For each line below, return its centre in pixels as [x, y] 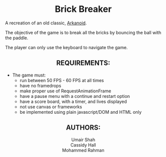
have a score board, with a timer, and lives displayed [73, 101]
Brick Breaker [83, 9]
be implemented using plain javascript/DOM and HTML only [81, 112]
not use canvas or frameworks [51, 107]
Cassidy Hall [83, 145]
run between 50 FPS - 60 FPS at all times [62, 80]
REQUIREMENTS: [83, 63]
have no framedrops [40, 85]
